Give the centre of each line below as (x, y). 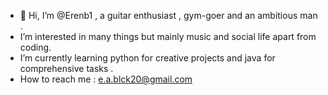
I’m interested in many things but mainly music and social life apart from (168, 36)
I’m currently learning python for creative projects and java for (147, 58)
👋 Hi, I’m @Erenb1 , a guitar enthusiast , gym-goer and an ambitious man (168, 15)
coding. (35, 47)
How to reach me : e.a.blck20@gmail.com (106, 79)
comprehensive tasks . (66, 68)
